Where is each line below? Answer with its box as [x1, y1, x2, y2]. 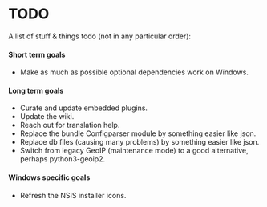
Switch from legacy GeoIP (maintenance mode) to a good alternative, [19, 145, 249, 156]
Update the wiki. [19, 112, 75, 121]
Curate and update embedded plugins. [19, 103, 148, 113]
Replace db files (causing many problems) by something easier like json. [19, 137, 260, 147]
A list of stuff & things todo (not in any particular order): [8, 31, 191, 41]
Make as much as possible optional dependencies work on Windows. [19, 67, 249, 77]
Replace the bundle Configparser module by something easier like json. [19, 129, 257, 138]
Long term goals [8, 86, 64, 95]
